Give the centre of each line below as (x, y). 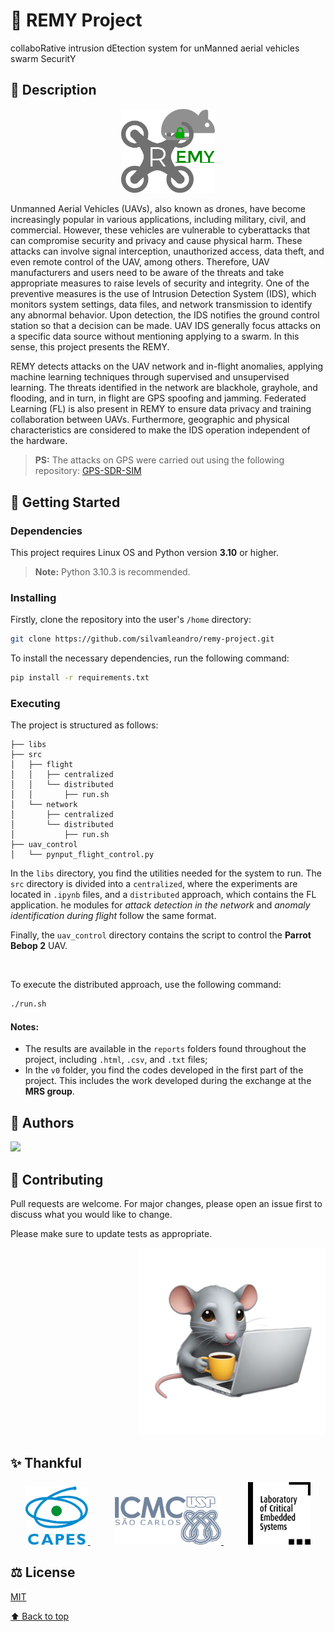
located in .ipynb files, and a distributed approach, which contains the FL (163, 895)
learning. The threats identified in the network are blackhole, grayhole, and (164, 388)
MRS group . (49, 1091)
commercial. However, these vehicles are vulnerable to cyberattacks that (160, 230)
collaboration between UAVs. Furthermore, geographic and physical (150, 420)
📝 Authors (42, 1122)
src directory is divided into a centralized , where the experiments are (154, 884)
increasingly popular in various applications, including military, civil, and (158, 220)
